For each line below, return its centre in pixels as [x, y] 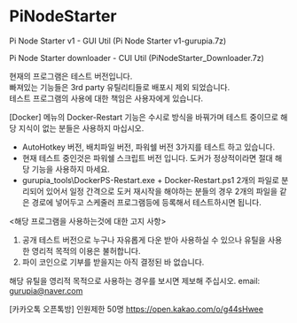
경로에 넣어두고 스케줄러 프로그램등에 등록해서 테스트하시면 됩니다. [146, 202]
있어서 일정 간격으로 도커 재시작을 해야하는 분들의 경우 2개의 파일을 [161, 191]
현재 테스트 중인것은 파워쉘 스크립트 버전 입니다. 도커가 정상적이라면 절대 [147, 158]
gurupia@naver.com [46, 290]
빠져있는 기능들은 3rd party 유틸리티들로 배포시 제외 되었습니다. [120, 87]
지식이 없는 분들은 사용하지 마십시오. [81, 128]
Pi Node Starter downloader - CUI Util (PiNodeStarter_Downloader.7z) [137, 58]
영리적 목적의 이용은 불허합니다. [86, 250]
